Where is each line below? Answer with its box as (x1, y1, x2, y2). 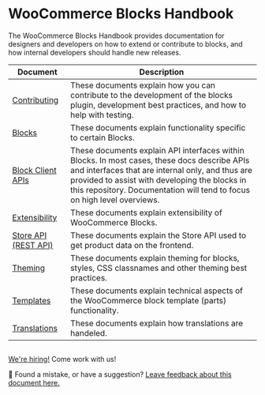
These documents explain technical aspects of (70, 285, 243, 296)
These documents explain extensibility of (70, 207, 222, 218)
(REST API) (12, 239, 54, 250)
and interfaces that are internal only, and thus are (70, 164, 252, 175)
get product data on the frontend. (70, 239, 194, 250)
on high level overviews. (70, 194, 160, 205)
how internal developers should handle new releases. (8, 47, 181, 57)
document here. (8, 378, 61, 388)
